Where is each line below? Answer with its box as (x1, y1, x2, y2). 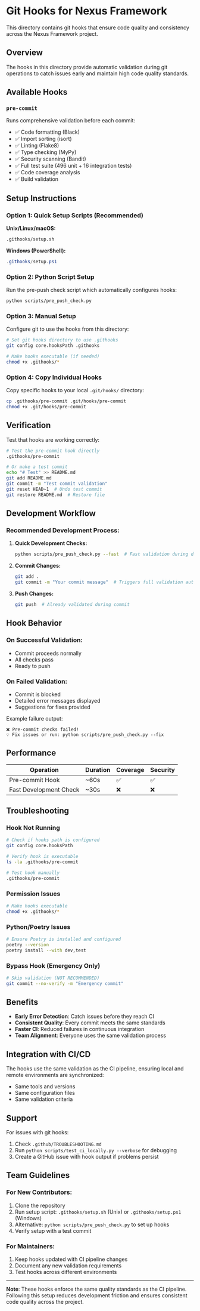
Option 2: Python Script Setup (6, 273, 95, 281)
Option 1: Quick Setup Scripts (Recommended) (6, 211, 144, 219)
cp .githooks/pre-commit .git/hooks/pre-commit (6, 398, 127, 404)
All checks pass (14, 656, 54, 663)
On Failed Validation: (6, 677, 67, 685)
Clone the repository (14, 1202, 65, 1209)
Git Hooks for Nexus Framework (6, 4, 168, 18)
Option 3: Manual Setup (6, 312, 76, 320)
